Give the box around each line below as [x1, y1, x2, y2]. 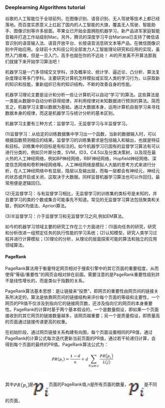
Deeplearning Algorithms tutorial [5, 4, 85, 11]
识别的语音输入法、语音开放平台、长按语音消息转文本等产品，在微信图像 [9, 40, 156, 46]
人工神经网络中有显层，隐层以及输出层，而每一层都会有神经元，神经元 [18, 168, 160, 174]
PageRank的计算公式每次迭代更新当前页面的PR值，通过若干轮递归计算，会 [5, 335, 156, 341]
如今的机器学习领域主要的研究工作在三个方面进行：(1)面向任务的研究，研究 [5, 224, 156, 230]
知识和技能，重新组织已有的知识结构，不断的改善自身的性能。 [9, 82, 134, 87]
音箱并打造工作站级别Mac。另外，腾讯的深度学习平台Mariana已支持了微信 [5, 34, 155, 40]
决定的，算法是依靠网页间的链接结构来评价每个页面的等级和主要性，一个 [13, 294, 160, 300]
